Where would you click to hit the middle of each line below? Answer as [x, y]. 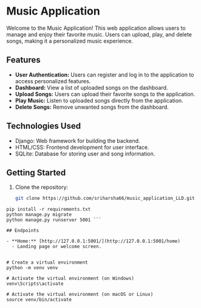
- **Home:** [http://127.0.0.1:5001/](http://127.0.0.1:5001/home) [94, 241]
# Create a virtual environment [47, 262]
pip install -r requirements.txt [49, 210]
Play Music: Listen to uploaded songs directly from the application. [99, 100]
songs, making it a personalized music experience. [70, 41]
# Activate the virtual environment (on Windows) [70, 279]
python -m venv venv [32, 268]
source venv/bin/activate [39, 300]
